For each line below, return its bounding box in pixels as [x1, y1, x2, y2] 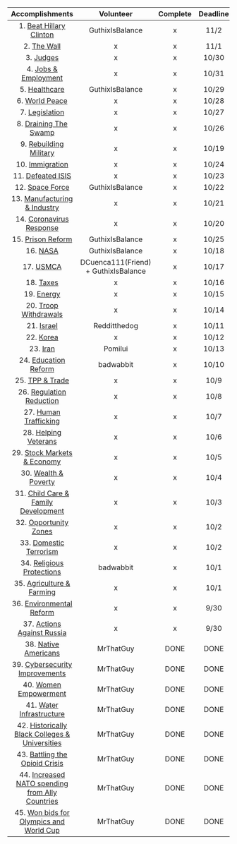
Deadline [198, 9, 229, 18]
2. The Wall [23, 42, 61, 51]
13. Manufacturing [11, 194, 73, 203]
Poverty [29, 477, 55, 486]
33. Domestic [20, 538, 65, 548]
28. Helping [22, 428, 62, 437]
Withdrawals [20, 310, 63, 319]
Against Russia [17, 628, 67, 637]
